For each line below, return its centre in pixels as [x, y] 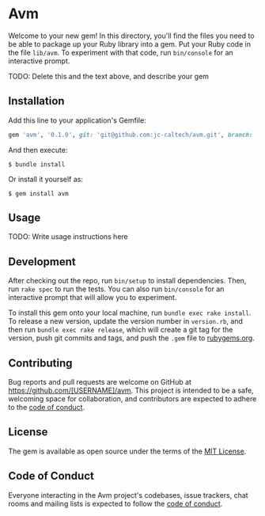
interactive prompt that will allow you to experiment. [93, 298]
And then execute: [38, 150]
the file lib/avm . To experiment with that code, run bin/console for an [121, 52]
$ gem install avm [38, 193]
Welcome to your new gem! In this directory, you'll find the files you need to [131, 36]
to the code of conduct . [47, 408]
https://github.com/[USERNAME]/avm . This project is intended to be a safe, [131, 391]
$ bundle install [37, 164]
